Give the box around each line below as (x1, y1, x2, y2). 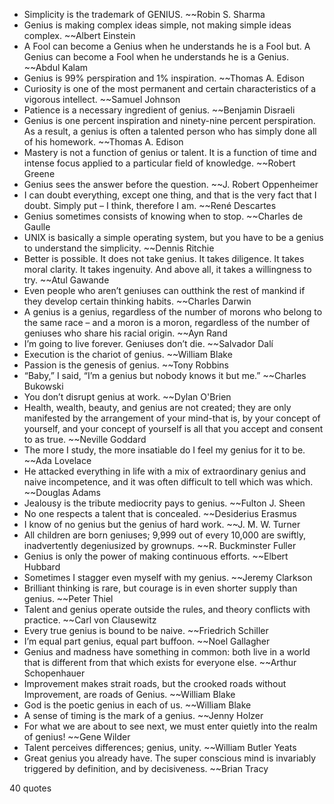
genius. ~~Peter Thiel (23, 593, 114, 604)
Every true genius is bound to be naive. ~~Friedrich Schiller (23, 625, 269, 636)
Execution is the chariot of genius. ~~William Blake (23, 349, 233, 360)
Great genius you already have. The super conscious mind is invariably (23, 752, 317, 764)
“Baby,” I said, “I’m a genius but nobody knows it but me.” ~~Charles (23, 370, 307, 381)
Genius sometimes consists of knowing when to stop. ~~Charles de (23, 210, 304, 222)
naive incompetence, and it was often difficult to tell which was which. (23, 476, 314, 488)
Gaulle (23, 221, 51, 233)
